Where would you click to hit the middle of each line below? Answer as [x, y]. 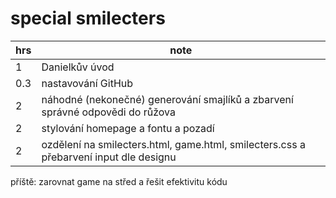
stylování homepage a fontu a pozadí [128, 128]
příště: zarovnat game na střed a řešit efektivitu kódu [119, 181]
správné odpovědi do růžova [108, 112]
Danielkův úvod [78, 67]
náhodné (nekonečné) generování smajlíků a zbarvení [167, 99]
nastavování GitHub [87, 83]
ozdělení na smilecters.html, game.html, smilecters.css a [173, 144]
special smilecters [88, 18]
